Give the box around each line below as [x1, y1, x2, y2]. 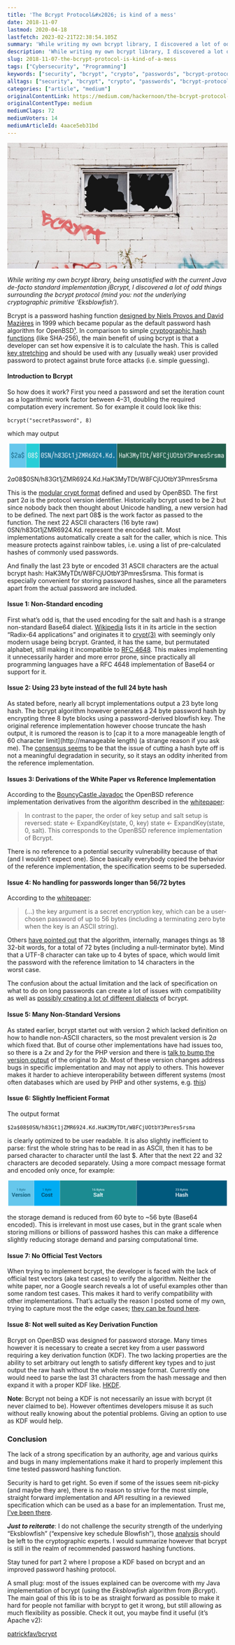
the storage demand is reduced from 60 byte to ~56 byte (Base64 [7, 1213, 198, 1222]
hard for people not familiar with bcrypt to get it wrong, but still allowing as [7, 1601, 222, 1609]
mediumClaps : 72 [7, 107, 55, 115]
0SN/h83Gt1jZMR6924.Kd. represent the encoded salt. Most [7, 526, 180, 534]
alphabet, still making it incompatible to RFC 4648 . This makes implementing [7, 645, 228, 653]
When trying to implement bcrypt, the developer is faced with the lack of [7, 1267, 217, 1276]
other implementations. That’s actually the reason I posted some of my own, [7, 1297, 226, 1305]
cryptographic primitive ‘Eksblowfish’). [7, 298, 119, 306]
